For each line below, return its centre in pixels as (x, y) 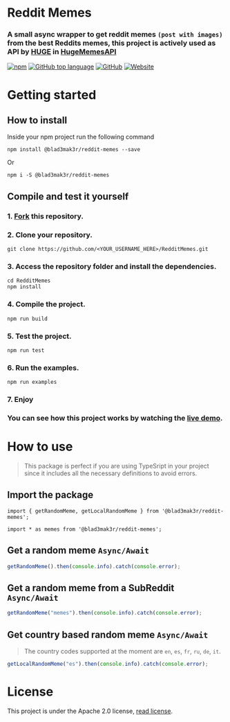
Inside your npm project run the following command (81, 137)
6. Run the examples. (43, 367)
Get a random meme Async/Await (78, 551)
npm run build (28, 319)
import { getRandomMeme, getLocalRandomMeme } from (83, 511)
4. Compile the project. (46, 304)
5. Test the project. (39, 336)
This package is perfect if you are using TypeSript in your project (116, 466)
